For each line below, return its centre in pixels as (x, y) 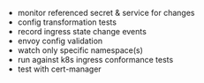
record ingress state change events (82, 31)
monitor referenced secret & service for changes (106, 13)
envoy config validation (60, 41)
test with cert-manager (59, 69)
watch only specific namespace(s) (80, 50)
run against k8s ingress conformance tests (95, 60)
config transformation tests (67, 22)
